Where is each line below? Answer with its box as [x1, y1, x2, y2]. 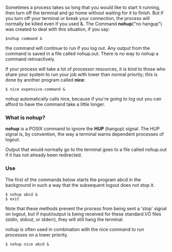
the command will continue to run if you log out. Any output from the [5, 45, 150, 51]
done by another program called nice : [5, 77, 86, 83]
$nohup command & [5, 36, 43, 41]
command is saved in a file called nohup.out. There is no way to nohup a [5, 51, 159, 56]
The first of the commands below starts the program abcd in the [5, 177, 141, 183]
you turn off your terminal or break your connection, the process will [5, 15, 150, 21]
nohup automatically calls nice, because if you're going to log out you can [5, 96, 162, 102]
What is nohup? [5, 114, 46, 121]
